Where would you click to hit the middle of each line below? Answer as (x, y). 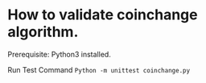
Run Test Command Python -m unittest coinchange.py (99, 69)
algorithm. (43, 32)
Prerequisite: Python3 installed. (60, 54)
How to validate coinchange (103, 15)
